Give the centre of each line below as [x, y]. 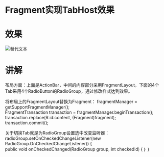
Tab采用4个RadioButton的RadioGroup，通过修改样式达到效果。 [69, 91]
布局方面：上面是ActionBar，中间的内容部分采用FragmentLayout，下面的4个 [82, 85]
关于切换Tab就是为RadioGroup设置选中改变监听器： [57, 133]
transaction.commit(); [27, 123]
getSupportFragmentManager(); [37, 107]
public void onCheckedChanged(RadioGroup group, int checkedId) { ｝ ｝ [78, 149]
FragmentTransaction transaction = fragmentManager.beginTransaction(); [79, 112]
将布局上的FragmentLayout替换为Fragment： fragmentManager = [71, 102]
